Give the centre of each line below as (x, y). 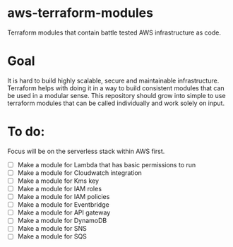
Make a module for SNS (52, 229)
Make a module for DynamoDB (62, 221)
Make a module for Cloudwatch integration (80, 173)
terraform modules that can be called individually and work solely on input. (116, 103)
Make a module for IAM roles (60, 189)
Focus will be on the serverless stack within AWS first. (86, 151)
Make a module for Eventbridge (63, 205)
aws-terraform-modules (80, 13)
